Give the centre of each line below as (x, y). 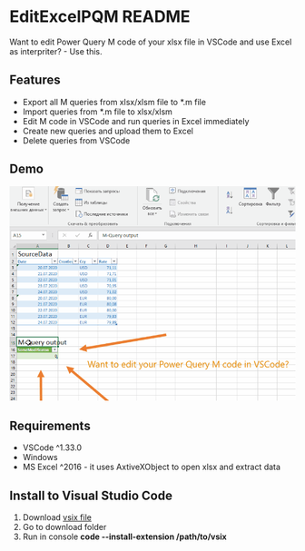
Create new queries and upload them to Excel (108, 131)
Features (35, 80)
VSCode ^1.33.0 (52, 448)
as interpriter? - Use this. (56, 51)
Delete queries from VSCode (76, 140)
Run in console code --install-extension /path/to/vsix (124, 536)
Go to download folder (64, 527)
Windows (40, 458)
